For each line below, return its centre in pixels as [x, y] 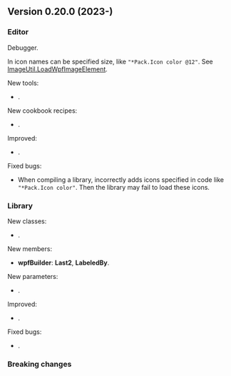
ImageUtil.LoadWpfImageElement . [58, 69]
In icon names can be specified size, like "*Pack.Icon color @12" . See [110, 61]
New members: [30, 248]
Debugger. [23, 47]
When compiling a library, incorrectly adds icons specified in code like [121, 179]
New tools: [23, 83]
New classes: [27, 221]
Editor [18, 32]
